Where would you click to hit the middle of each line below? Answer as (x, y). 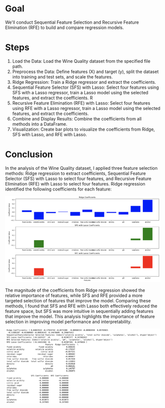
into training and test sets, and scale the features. (63, 76)
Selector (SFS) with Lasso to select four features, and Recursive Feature (78, 179)
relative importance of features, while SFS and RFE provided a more (74, 296)
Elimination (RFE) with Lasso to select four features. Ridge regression (75, 184)
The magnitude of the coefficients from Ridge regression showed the (75, 290)
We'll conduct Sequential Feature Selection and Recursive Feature (72, 22)
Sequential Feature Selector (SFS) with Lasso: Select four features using (85, 87)
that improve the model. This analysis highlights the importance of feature (80, 317)
